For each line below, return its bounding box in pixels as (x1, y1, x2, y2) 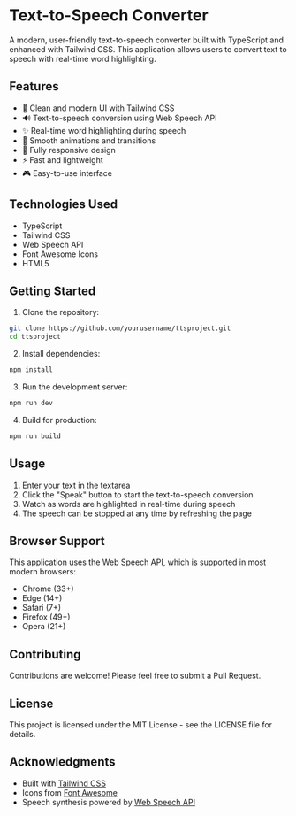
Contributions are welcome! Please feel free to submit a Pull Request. (9, 670, 262, 681)
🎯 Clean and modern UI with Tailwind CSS (21, 103, 175, 113)
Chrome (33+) (21, 583, 74, 594)
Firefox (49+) (21, 612, 71, 622)
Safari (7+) (21, 603, 62, 613)
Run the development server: (21, 381, 128, 392)
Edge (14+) (21, 593, 63, 604)
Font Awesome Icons (21, 249, 99, 259)
